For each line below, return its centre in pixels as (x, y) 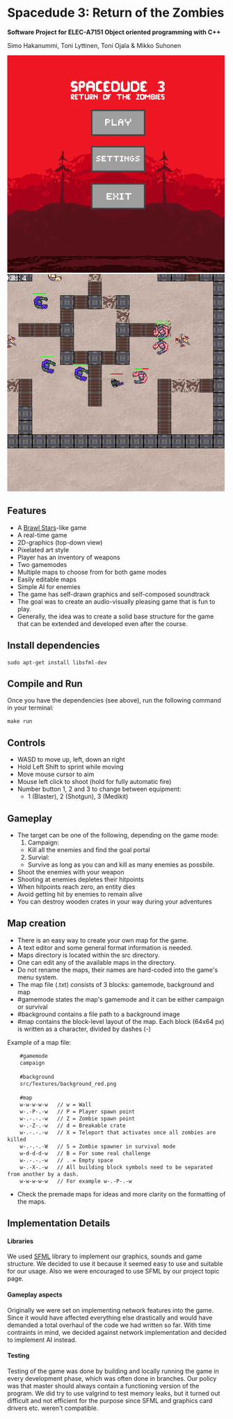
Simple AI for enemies (49, 586)
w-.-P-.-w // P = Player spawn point (78, 1112)
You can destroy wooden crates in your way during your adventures (114, 901)
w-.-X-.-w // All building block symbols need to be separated (116, 1167)
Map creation (37, 923)
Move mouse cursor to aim (56, 774)
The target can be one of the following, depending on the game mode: (118, 835)
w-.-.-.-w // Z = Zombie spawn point (78, 1119)
